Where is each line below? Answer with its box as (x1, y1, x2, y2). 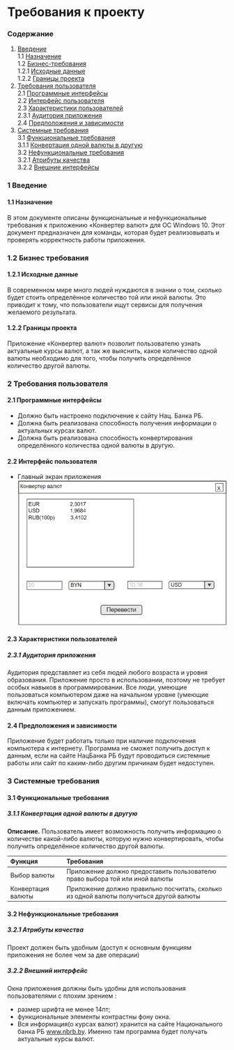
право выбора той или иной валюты (65, 875, 173, 883)
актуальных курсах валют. (17, 426, 97, 435)
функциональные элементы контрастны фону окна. (17, 1012, 171, 1021)
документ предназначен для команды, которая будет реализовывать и (7, 228, 220, 237)
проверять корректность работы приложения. (7, 235, 146, 244)
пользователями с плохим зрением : (7, 992, 117, 1000)
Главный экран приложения (17, 473, 102, 481)
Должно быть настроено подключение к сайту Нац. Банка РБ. (17, 412, 204, 420)
